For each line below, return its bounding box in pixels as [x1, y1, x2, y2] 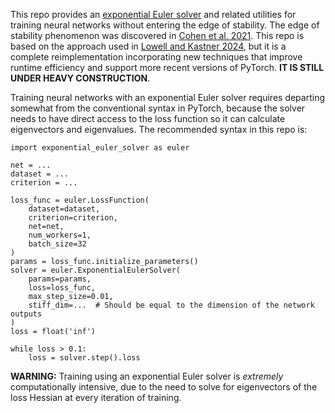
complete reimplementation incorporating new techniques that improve [10, 51, 303, 63]
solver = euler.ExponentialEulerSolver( [10, 265, 182, 275]
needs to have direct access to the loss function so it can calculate [10, 113, 286, 124]
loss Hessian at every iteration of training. [10, 392, 182, 403]
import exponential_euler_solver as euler [10, 143, 190, 153]
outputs [10, 309, 43, 319]
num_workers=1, [28, 230, 92, 240]
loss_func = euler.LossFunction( [10, 195, 150, 205]
